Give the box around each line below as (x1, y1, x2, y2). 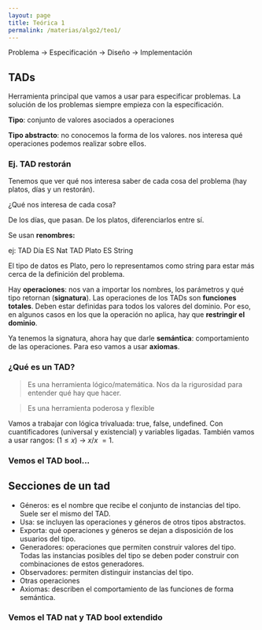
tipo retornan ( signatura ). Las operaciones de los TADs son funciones (8, 293, 237, 303)
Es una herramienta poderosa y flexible (27, 403, 155, 412)
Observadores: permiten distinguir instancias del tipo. (19, 567, 194, 576)
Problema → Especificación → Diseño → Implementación (8, 48, 193, 58)
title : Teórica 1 (8, 19, 65, 27)
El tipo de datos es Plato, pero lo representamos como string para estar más (8, 261, 255, 270)
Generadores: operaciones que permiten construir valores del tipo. (19, 542, 236, 552)
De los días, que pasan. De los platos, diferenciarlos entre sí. (8, 215, 205, 225)
